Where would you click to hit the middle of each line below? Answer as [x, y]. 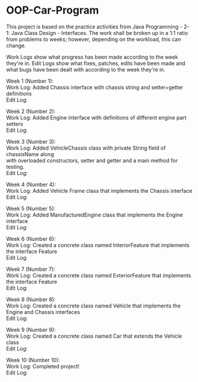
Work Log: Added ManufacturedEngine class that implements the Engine [95, 215]
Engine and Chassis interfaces [43, 312]
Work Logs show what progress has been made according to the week [92, 57]
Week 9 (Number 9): [31, 329]
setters [15, 124]
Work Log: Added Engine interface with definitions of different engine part [96, 117]
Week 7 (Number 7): [31, 269]
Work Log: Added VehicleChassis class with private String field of [86, 148]
